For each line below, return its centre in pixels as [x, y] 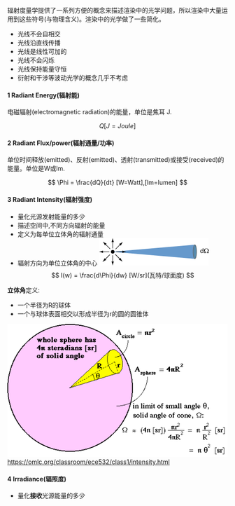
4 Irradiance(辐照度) [37, 479]
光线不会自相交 [39, 34]
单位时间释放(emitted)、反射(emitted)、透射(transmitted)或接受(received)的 [116, 160]
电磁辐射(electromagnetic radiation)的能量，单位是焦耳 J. [90, 112]
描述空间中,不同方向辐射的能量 [61, 225]
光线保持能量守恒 [42, 69]
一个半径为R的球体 [44, 305]
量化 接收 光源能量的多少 [51, 495]
